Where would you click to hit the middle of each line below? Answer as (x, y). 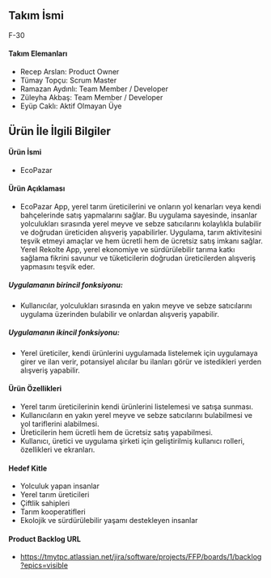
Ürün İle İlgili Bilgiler (60, 131)
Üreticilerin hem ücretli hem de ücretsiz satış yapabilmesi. (116, 432)
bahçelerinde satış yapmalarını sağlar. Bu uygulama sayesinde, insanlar (138, 215)
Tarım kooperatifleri (53, 512)
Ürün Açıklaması (37, 188)
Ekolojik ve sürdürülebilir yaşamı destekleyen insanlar (109, 521)
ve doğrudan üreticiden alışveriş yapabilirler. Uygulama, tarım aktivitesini (141, 232)
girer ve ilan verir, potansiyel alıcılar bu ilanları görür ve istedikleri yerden (140, 361)
